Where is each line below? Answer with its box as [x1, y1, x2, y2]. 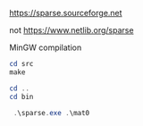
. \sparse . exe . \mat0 [13, 108, 90, 117]
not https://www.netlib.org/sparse [9, 25, 134, 35]
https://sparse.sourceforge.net [9, 8, 122, 18]
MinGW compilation [9, 42, 82, 53]
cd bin [9, 92, 34, 101]
